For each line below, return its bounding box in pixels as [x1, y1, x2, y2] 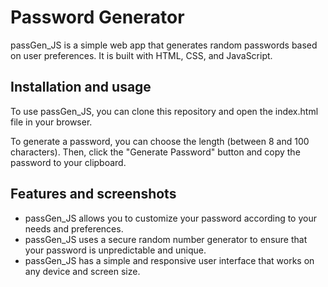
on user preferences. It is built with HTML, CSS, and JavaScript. [10, 49, 273, 61]
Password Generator [10, 6, 185, 29]
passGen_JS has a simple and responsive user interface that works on [24, 254, 315, 266]
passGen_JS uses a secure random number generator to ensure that [24, 233, 308, 245]
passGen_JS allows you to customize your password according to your [24, 212, 317, 224]
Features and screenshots [10, 186, 177, 203]
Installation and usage [10, 79, 152, 96]
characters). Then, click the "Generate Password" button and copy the [10, 146, 301, 158]
